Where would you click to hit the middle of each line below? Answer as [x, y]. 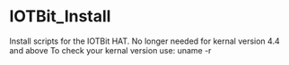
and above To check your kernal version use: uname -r [110, 50]
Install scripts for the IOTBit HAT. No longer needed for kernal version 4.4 [144, 41]
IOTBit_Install [60, 16]
